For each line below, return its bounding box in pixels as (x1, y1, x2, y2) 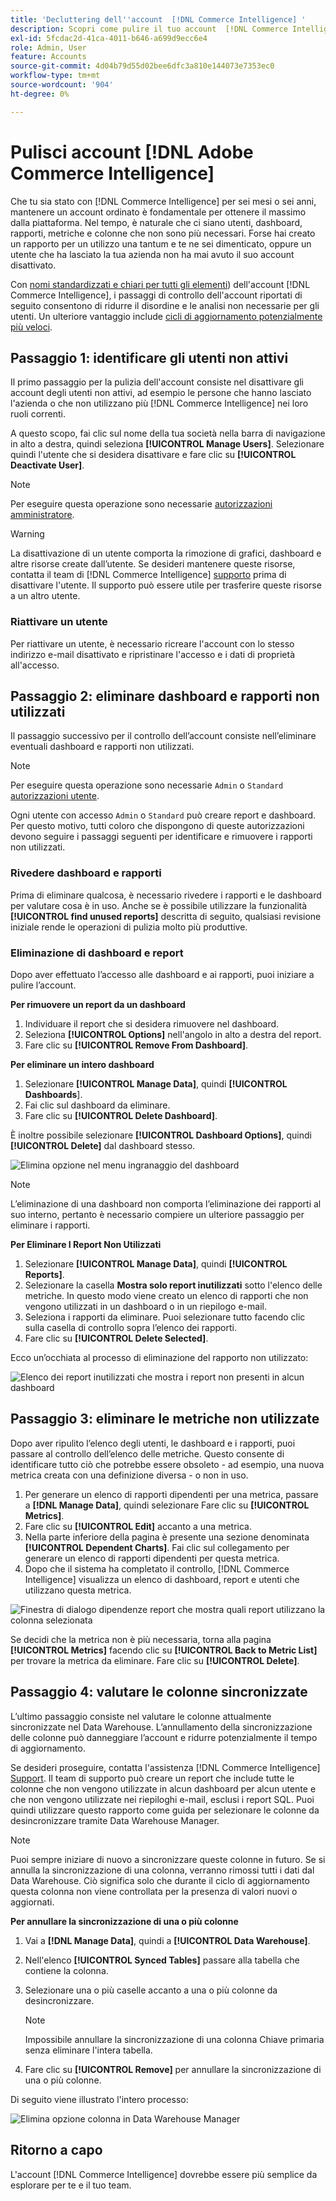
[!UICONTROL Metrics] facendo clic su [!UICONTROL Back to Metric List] (10, 1644, 318, 1656)
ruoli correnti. (10, 408, 67, 420)
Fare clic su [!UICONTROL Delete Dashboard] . (24, 1110, 218, 1122)
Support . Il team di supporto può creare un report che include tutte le (10, 1772, 295, 1784)
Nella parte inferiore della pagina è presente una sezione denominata (24, 1531, 310, 1543)
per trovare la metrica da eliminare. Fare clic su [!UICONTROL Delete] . (10, 1654, 300, 1666)
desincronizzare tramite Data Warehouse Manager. (10, 1814, 220, 1826)
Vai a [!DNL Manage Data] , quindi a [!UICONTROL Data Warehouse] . (24, 1934, 311, 1946)
